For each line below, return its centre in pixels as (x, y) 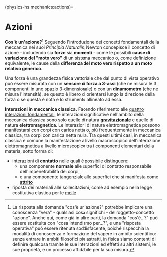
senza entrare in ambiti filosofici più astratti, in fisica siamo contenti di (84, 239)
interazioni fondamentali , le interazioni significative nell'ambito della (75, 114)
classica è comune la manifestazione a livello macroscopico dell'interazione (83, 140)
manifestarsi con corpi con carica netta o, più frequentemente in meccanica (83, 130)
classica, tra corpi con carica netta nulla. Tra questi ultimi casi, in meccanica (83, 135)
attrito (26, 182)
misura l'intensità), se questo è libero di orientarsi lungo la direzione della (80, 94)
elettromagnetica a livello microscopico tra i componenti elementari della (80, 146)
